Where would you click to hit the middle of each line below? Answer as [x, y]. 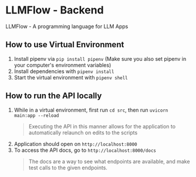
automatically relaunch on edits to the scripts [83, 133]
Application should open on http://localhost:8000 [75, 144]
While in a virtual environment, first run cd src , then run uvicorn [91, 110]
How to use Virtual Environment [65, 45]
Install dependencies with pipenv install [64, 71]
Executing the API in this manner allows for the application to [102, 126]
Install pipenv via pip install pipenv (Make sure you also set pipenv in [100, 58]
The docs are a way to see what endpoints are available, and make [109, 161]
